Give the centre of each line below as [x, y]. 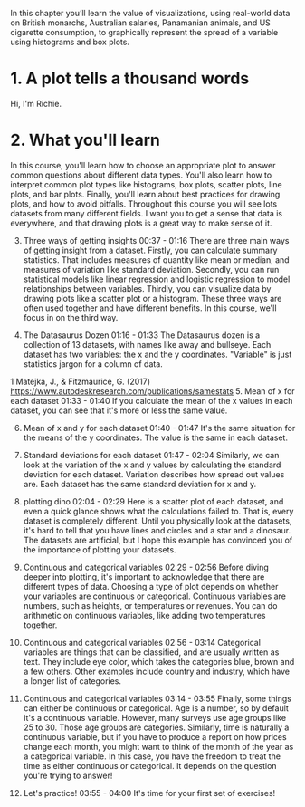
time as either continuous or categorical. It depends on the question [150, 765]
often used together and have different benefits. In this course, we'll [150, 308]
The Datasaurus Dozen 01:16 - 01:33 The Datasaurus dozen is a [142, 335]
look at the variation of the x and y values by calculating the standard [152, 465]
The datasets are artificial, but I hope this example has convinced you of [158, 540]
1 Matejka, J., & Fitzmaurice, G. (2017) [81, 381]
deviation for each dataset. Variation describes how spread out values [154, 474]
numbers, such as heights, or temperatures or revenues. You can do [150, 605]
